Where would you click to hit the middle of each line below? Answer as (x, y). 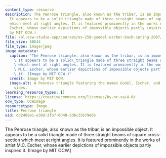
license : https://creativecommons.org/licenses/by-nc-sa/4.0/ (70, 97)
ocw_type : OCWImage (25, 102)
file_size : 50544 (23, 42)
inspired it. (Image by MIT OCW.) (38, 150)
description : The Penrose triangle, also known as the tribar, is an (78, 14)
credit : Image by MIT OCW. (37, 79)
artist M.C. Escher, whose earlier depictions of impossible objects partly (78, 145)
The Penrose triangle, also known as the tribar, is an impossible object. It (79, 129)
